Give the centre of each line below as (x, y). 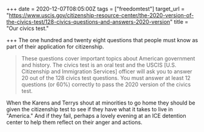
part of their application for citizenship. (55, 46)
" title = (179, 22)
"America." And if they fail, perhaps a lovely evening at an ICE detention (96, 116)
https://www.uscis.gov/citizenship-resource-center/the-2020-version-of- (101, 15)
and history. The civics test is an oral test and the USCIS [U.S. (99, 65)
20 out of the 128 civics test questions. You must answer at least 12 (106, 78)
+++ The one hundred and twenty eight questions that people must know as (102, 40)
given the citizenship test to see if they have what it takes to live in (89, 109)
